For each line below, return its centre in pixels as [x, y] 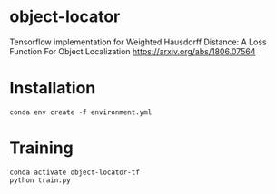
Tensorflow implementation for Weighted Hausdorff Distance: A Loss [138, 42]
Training [42, 148]
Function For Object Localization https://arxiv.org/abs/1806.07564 [133, 51]
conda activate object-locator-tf [75, 172]
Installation [53, 88]
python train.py [40, 180]
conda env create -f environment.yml [81, 112]
